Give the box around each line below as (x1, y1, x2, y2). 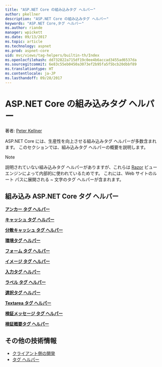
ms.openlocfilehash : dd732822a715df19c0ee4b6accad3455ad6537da (5, 57, 137, 62)
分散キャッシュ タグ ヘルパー (5, 227, 63, 233)
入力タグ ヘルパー (5, 268, 41, 275)
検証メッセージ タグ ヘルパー (5, 310, 63, 316)
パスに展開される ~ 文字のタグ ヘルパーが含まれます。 (14, 176, 124, 182)
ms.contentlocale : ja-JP (5, 71, 56, 76)
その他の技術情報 (5, 337, 57, 345)
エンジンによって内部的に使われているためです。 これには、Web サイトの (5, 170, 153, 176)
